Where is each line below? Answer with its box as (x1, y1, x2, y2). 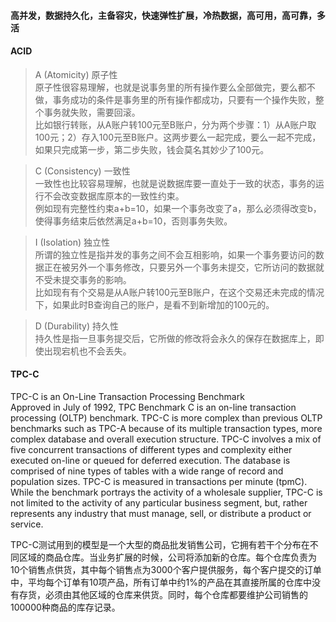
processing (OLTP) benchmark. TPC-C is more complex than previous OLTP (10, 412, 323, 424)
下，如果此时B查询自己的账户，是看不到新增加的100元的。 (34, 298, 275, 310)
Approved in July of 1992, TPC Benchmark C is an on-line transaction (10, 401, 297, 413)
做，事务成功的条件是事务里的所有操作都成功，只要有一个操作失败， (34, 93, 316, 105)
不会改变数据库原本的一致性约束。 (43, 190, 185, 202)
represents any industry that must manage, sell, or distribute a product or (10, 508, 312, 519)
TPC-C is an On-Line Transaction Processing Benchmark (10, 391, 245, 402)
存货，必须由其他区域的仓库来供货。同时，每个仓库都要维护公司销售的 (18, 589, 308, 600)
